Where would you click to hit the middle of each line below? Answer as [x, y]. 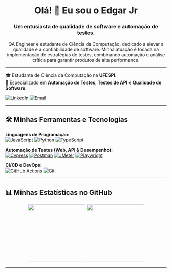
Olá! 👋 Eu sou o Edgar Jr [86, 10]
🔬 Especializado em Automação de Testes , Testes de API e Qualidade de [83, 83]
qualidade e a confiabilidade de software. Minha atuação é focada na [86, 49]
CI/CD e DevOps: [24, 165]
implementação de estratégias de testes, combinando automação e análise [86, 55]
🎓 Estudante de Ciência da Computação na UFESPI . [61, 75]
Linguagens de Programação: [37, 135]
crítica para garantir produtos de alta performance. [86, 60]
